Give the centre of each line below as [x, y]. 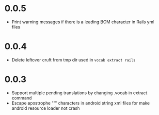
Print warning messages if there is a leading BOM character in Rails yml [83, 22]
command [22, 98]
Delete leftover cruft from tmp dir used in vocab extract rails [74, 60]
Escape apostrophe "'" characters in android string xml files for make [81, 103]
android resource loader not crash [46, 108]
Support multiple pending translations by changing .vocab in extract [79, 93]
